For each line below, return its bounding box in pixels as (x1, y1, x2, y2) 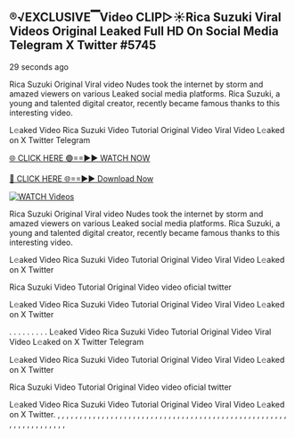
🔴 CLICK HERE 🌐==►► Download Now (9, 173, 154, 184)
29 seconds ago (9, 61, 70, 72)
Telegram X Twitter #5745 (9, 38, 157, 53)
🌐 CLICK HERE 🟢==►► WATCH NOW (9, 152, 151, 163)
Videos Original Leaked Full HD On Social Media (9, 24, 279, 39)
